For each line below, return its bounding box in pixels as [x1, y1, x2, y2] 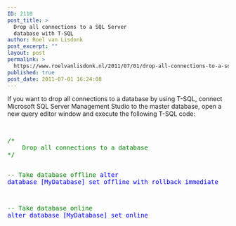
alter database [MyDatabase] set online [7, 211, 149, 220]
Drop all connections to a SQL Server [13, 23, 128, 30]
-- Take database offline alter [7, 171, 119, 179]
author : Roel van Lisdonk [7, 36, 83, 44]
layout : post [7, 50, 46, 57]
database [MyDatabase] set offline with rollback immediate [7, 178, 219, 186]
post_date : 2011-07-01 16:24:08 [7, 75, 102, 83]
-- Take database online [7, 204, 93, 213]
